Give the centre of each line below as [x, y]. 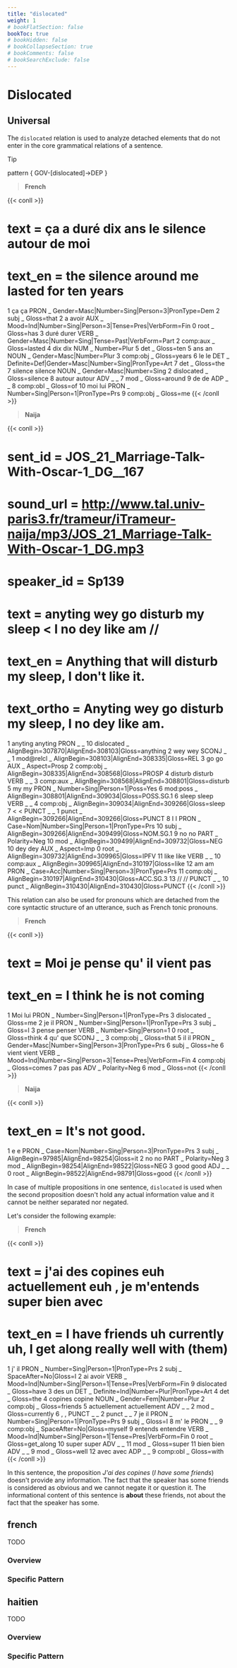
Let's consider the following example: [62, 1215]
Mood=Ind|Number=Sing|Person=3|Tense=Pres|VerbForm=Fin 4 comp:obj [116, 1060]
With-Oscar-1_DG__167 [76, 472]
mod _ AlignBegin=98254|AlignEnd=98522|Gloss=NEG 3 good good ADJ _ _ [119, 1166]
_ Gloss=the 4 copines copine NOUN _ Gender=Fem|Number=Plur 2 [106, 1399]
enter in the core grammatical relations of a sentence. [85, 145]
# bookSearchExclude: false [49, 60]
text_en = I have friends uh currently [116, 1334]
